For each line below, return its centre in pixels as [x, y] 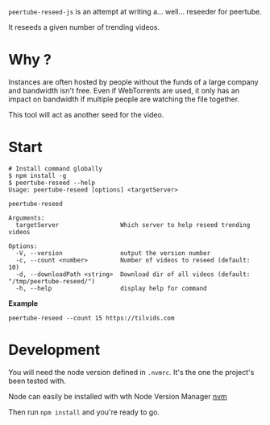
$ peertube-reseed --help [52, 183]
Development [54, 350]
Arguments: [27, 218]
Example [23, 303]
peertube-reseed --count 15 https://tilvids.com [91, 318]
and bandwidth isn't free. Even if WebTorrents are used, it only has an [124, 90]
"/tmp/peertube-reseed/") [52, 281]
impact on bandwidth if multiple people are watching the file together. [124, 99]
